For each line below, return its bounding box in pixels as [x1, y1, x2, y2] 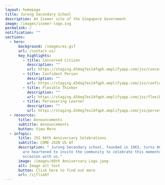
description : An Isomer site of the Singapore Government [5, 16, 126, 21]
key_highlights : [18, 53, 52, 58]
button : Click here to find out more [18, 168, 96, 173]
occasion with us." [23, 154, 63, 159]
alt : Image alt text [18, 163, 60, 168]
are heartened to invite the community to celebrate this [23, 149, 144, 154]
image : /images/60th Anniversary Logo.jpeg [18, 158, 109, 163]
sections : [5, 35, 26, 40]
